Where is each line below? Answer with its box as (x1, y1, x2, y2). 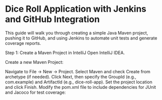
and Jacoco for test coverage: (5, 89, 66, 95)
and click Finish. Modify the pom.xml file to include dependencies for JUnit (5, 84, 156, 90)
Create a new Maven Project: (5, 59, 64, 65)
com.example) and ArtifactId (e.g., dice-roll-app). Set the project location (5, 79, 153, 85)
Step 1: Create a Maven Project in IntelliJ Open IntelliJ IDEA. (5, 50, 125, 56)
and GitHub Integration (5, 14, 100, 25)
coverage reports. (5, 40, 42, 46)
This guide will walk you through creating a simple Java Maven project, (5, 30, 148, 36)
